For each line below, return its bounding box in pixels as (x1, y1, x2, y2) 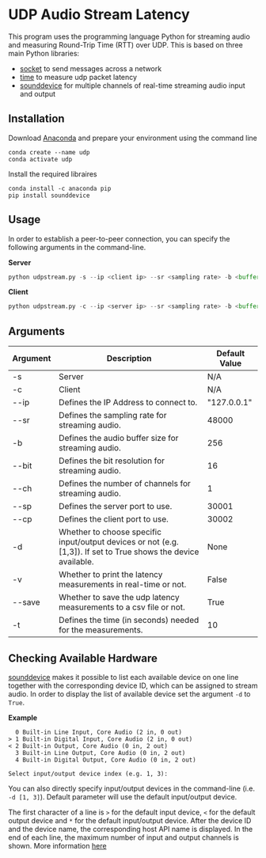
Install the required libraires (8, 169, 97, 179)
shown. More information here (8, 841, 107, 850)
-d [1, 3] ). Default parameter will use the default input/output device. (8, 792, 237, 801)
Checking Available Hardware (8, 651, 158, 665)
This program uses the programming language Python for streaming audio (8, 32, 251, 41)
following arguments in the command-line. (8, 242, 146, 252)
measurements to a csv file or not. (59, 602, 186, 613)
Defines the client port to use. (59, 514, 169, 525)
